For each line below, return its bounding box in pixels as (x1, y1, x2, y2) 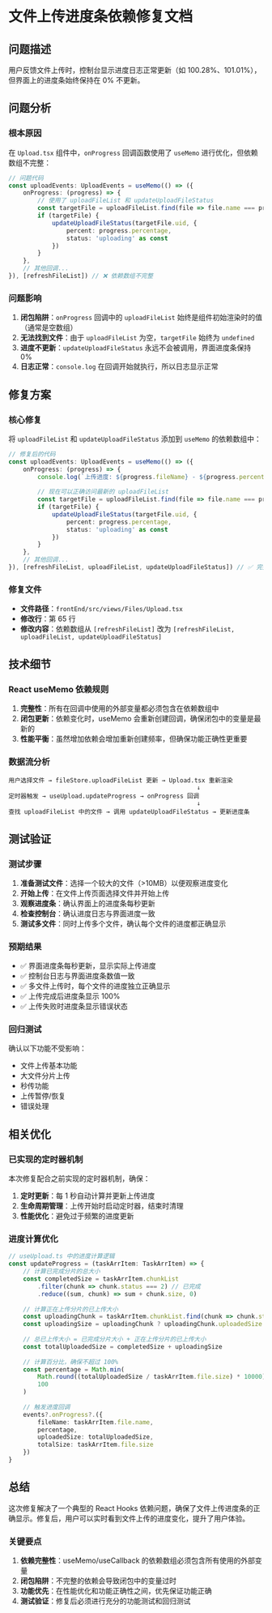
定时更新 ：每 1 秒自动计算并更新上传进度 (19, 1191, 155, 1200)
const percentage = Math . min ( (23, 1365, 125, 1374)
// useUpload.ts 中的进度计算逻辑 (8, 1252, 115, 1260)
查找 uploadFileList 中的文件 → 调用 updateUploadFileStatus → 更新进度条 (8, 808, 250, 816)
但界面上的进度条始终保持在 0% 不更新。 (8, 75, 145, 85)
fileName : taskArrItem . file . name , (37, 1418, 154, 1427)
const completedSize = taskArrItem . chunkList (23, 1275, 180, 1283)
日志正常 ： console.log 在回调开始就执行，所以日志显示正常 (19, 362, 219, 371)
